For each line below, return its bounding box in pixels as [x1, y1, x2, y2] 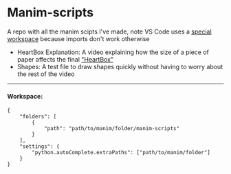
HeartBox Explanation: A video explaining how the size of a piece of [16, 48, 210, 56]
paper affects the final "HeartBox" [16, 55, 114, 63]
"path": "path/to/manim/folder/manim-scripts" [43, 125, 180, 132]
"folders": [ [19, 113, 57, 121]
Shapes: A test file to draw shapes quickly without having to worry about [16, 62, 223, 71]
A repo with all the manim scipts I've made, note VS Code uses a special [7, 27, 212, 36]
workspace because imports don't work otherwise [7, 34, 150, 42]
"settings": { [19, 143, 60, 150]
